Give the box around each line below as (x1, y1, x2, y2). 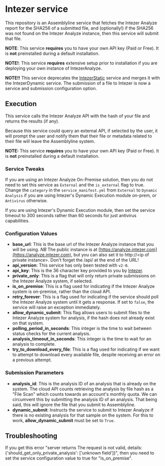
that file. (5, 36, 22, 42)
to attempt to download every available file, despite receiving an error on (12, 352, 161, 358)
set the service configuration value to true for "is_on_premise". (5, 455, 132, 461)
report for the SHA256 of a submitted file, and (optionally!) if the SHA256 (5, 25, 154, 31)
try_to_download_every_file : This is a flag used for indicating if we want (12, 346, 160, 352)
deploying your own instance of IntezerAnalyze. (5, 65, 102, 71)
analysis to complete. (12, 341, 56, 347)
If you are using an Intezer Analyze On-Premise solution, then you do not (5, 177, 153, 183)
